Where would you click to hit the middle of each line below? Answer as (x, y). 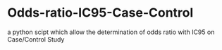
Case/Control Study (36, 39)
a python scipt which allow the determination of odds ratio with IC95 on (111, 32)
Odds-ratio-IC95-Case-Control (100, 13)
